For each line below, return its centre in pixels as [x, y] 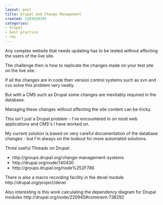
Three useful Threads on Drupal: [38, 148]
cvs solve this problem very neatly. [40, 85]
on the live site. [20, 70]
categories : [17, 23]
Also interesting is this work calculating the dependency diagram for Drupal [81, 192]
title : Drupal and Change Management [43, 14]
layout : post [18, 10]
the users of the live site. [30, 56]
